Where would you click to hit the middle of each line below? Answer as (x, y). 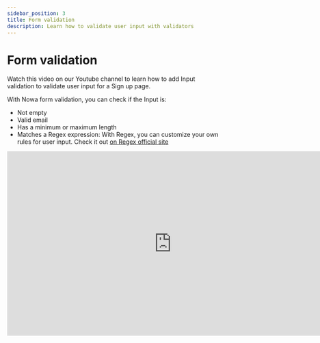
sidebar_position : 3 (37, 13)
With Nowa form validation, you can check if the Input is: (87, 99)
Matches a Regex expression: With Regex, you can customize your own (118, 135)
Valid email (32, 120)
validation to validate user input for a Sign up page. (79, 86)
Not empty (32, 113)
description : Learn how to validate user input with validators (101, 26)
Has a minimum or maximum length (67, 127)
